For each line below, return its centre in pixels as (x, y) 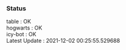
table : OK (19, 22)
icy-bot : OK (21, 34)
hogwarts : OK (24, 28)
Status (16, 8)
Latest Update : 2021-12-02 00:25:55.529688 (63, 41)
